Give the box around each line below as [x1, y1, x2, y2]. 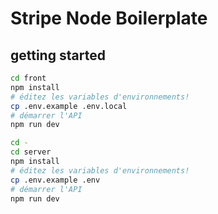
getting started [10, 47, 106, 64]
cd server [10, 147, 52, 157]
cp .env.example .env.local [10, 101, 128, 111]
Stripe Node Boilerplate [10, 7, 208, 30]
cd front [10, 73, 47, 83]
